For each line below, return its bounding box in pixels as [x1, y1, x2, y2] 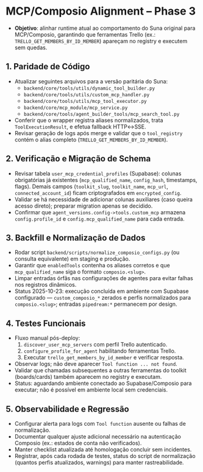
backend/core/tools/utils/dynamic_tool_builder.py [23, 85, 155, 91]
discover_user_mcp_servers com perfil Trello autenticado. [23, 341, 168, 348]
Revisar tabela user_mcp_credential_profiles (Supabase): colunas [14, 169, 182, 177]
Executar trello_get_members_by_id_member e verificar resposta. [23, 354, 184, 361]
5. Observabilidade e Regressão [5, 404, 129, 414]
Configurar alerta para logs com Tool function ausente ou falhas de [14, 420, 187, 427]
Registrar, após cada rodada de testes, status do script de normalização [14, 453, 196, 459]
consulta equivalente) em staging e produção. [14, 255, 130, 262]
